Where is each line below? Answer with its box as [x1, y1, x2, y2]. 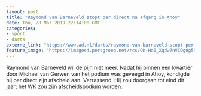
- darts [6, 36, 26, 42]
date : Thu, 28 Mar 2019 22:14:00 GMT [6, 20, 100, 26]
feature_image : [6, 48, 44, 54]
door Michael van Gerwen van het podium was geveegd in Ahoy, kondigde [6, 70, 190, 78]
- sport [6, 31, 26, 37]
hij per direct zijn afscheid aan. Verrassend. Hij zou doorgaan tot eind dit [6, 76, 184, 83]
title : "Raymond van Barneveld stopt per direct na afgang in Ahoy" [6, 14, 181, 20]
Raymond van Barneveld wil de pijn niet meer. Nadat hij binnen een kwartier [6, 64, 193, 71]
